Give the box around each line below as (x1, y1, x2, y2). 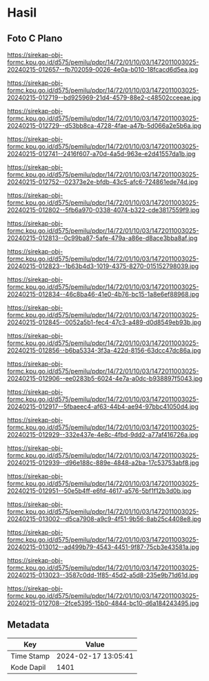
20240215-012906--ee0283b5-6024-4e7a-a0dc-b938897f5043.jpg (7, 375, 203, 382)
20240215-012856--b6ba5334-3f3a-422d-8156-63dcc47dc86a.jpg (7, 346, 201, 354)
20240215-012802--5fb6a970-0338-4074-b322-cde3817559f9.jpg (7, 206, 200, 214)
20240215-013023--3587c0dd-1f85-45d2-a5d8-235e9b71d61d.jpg (7, 571, 199, 579)
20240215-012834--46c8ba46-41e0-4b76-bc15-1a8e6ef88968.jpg (7, 290, 199, 298)
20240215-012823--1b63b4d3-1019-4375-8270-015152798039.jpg (7, 262, 199, 270)
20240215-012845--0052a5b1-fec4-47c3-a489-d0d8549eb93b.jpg (7, 318, 201, 326)
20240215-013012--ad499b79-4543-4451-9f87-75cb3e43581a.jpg (7, 543, 199, 551)
